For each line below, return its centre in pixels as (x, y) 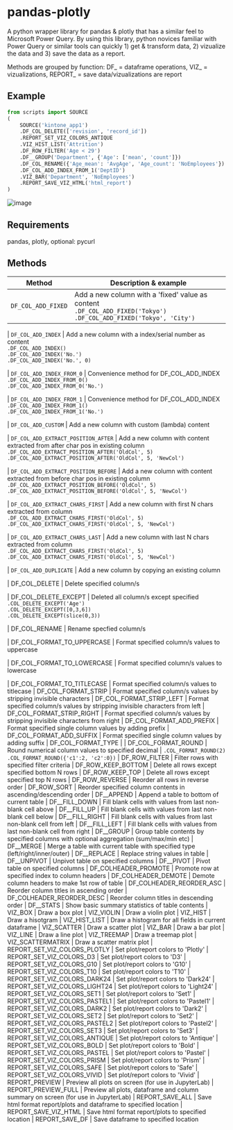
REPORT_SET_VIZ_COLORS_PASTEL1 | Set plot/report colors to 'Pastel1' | (111, 1001)
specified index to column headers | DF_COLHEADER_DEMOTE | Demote (111, 875)
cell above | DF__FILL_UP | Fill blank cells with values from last (113, 809)
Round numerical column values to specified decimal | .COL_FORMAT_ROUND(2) (116, 750)
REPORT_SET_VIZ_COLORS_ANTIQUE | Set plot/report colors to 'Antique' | (113, 1038)
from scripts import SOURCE (48, 112)
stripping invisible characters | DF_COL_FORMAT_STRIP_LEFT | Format (108, 698)
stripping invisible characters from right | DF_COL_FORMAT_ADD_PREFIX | (113, 720)
